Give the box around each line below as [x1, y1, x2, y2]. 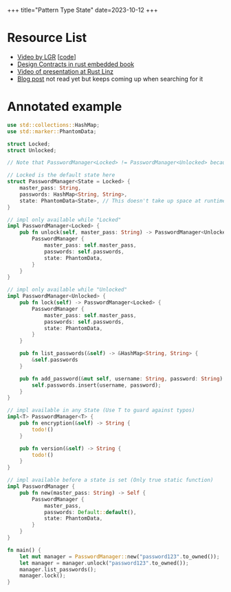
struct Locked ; [7, 141, 51, 147]
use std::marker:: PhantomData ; [7, 127, 97, 135]
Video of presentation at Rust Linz [16, 67, 113, 75]
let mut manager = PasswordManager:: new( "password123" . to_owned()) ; [19, 553, 220, 560]
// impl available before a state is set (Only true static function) [7, 477, 214, 484]
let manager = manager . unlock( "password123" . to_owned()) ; [19, 560, 189, 567]
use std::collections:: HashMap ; [7, 121, 100, 128]
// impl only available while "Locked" [7, 216, 122, 223]
